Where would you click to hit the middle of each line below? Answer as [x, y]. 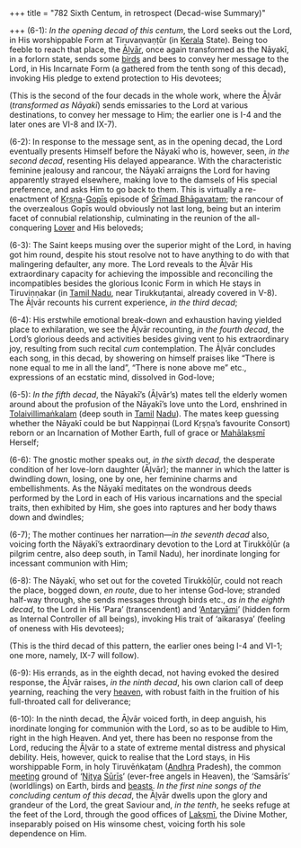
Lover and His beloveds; [98, 228]
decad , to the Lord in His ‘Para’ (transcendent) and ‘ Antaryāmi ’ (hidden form [150, 609]
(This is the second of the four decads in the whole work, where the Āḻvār [146, 95]
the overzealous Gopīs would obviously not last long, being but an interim [145, 209]
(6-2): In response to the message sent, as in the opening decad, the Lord [146, 142]
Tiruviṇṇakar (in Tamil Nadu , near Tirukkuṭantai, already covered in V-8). [143, 293]
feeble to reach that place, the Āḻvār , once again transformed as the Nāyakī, [149, 49]
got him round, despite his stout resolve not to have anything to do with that [149, 254]
